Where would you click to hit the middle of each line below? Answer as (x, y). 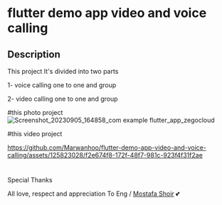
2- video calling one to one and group (63, 99)
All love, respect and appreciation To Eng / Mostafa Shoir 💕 (94, 194)
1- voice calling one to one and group (62, 85)
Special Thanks (30, 180)
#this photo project (35, 112)
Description (34, 54)
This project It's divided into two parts (63, 71)
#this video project (35, 134)
